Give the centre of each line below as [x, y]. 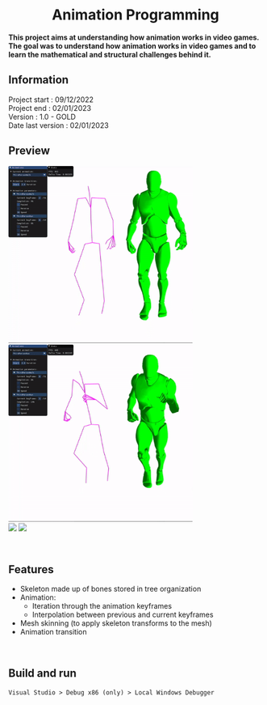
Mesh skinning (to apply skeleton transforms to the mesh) [116, 623]
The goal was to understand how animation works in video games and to [132, 45]
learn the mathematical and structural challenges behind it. [110, 54]
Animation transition [53, 632]
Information [39, 80]
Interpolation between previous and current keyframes [123, 615]
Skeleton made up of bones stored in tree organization [111, 589]
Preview [29, 151]
